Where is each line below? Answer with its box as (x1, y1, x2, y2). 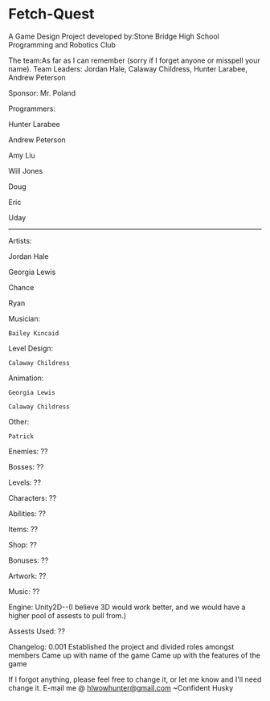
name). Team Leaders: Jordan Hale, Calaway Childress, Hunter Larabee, (8, 64, 247, 73)
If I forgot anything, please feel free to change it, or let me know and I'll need (8, 674, 262, 684)
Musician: (8, 314, 41, 323)
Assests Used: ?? (8, 626, 66, 636)
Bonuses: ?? (8, 555, 49, 565)
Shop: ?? (8, 539, 38, 549)
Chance (8, 282, 35, 292)
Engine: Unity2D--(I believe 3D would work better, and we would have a (8, 602, 246, 612)
